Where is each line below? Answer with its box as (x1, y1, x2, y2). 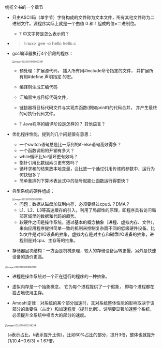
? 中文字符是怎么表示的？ (19, 31, 70, 36)
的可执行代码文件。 (19, 111, 58, 116)
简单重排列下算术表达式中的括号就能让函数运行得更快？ (19, 178, 130, 183)
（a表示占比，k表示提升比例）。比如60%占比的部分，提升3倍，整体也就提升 (5, 332, 156, 337)
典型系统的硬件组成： (12, 188, 55, 194)
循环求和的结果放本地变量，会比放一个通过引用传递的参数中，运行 (19, 166, 151, 171)
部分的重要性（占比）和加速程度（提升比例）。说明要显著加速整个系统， (12, 306, 154, 312)
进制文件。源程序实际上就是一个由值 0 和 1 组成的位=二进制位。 (12, 21, 139, 26)
